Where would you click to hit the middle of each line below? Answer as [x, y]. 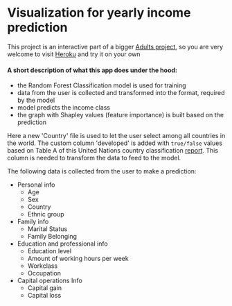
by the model [36, 100]
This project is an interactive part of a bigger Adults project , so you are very [115, 46]
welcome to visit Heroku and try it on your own [74, 54]
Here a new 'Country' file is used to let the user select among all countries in [116, 136]
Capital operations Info [50, 281]
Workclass [42, 266]
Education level [49, 251]
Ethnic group [46, 214]
